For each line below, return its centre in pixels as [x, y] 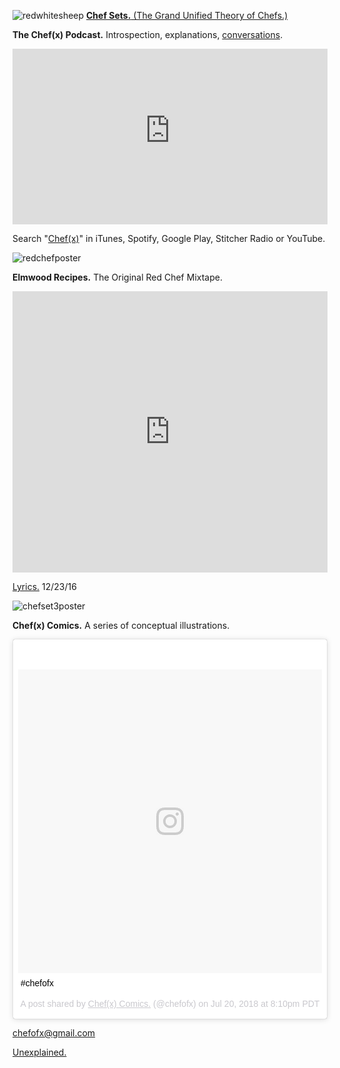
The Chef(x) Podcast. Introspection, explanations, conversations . [148, 34]
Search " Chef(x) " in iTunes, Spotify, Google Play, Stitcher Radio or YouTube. [169, 238]
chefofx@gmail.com [54, 1033]
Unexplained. [39, 1052]
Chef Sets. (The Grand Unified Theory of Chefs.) [187, 15]
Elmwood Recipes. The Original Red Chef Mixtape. [117, 277]
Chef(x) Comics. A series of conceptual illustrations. [121, 625]
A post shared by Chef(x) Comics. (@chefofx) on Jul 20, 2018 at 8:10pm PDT [170, 1003]
